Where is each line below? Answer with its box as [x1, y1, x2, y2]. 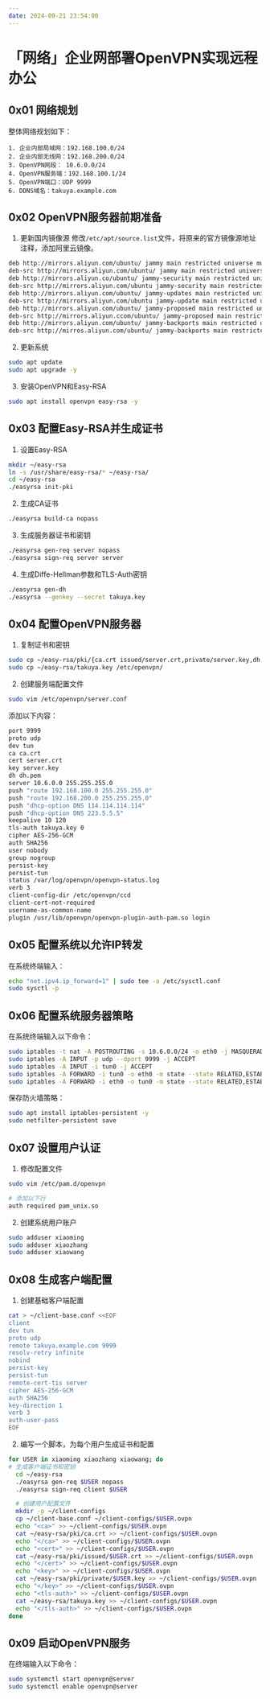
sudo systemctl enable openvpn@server [8, 1683, 138, 1691]
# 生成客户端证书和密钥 [8, 1462, 76, 1471]
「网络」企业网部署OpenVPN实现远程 [8, 49, 259, 67]
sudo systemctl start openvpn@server [8, 1675, 135, 1684]
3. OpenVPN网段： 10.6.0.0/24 [8, 161, 106, 169]
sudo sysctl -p [8, 985, 59, 993]
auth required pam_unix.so [8, 1202, 99, 1210]
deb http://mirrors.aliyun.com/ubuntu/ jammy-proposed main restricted [8, 304, 253, 312]
